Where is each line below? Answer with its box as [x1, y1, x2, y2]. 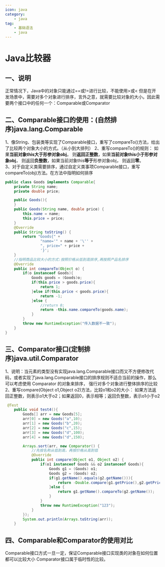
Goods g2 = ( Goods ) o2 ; [49, 471, 98, 476]
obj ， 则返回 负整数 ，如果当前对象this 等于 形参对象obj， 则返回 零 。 [9, 157, 144, 163]
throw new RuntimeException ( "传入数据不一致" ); [23, 321, 117, 326]
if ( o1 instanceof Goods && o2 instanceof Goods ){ [40, 462, 144, 467]
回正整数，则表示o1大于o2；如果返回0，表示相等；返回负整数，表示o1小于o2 [5, 393, 160, 399]
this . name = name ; [23, 211, 60, 216]
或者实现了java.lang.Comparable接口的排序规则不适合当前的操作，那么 [13, 374, 157, 380]
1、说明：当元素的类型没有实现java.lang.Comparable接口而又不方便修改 [5, 368, 150, 374]
